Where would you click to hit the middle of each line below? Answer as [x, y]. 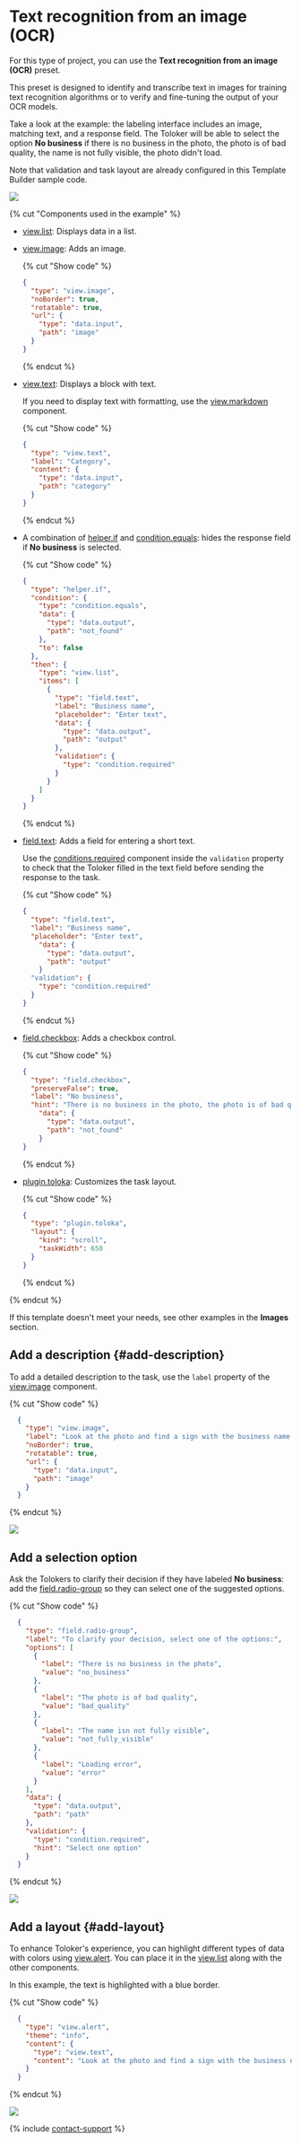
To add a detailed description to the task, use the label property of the [140, 1377]
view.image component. [53, 1386]
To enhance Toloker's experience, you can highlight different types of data [147, 1949]
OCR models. [34, 106]
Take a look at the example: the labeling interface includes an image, [136, 124]
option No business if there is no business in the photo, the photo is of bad [148, 143]
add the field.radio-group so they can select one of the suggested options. [147, 1589]
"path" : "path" [61, 1815]
